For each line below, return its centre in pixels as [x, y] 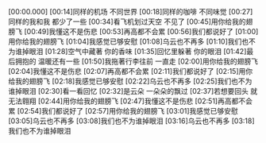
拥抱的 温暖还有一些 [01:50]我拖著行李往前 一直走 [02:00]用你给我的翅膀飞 [136, 61]
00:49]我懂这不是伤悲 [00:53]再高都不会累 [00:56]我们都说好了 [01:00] [143, 31]
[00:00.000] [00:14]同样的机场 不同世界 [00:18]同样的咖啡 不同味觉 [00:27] [131, 12]
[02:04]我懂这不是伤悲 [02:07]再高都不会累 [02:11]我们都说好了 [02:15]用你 [131, 71]
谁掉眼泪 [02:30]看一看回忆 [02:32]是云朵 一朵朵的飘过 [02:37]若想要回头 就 [133, 91]
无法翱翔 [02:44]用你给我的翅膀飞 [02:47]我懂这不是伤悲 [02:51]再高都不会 [130, 101]
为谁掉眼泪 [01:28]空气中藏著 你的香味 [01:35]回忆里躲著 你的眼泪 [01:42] [127, 51]
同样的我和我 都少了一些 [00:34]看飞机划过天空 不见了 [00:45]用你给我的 [127, 21]
